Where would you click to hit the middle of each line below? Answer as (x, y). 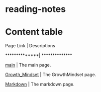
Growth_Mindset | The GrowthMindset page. (50, 75)
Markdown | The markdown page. (40, 84)
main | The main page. (28, 65)
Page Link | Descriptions (30, 46)
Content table (34, 32)
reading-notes (36, 9)
